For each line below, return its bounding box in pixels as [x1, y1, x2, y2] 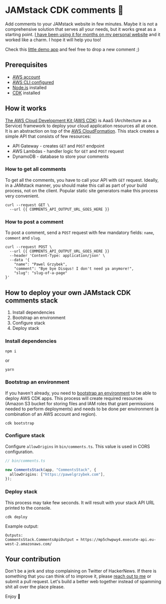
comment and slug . [5, 235, 41, 241]
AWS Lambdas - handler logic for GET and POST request [12, 148, 124, 154]
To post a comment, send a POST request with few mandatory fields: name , [5, 229, 155, 235]
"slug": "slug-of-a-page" [14, 271, 68, 276]
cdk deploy [5, 514, 28, 520]
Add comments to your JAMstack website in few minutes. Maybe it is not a [5, 21, 158, 27]
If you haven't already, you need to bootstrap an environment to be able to [5, 390, 157, 396]
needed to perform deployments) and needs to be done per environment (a [5, 406, 159, 412]
